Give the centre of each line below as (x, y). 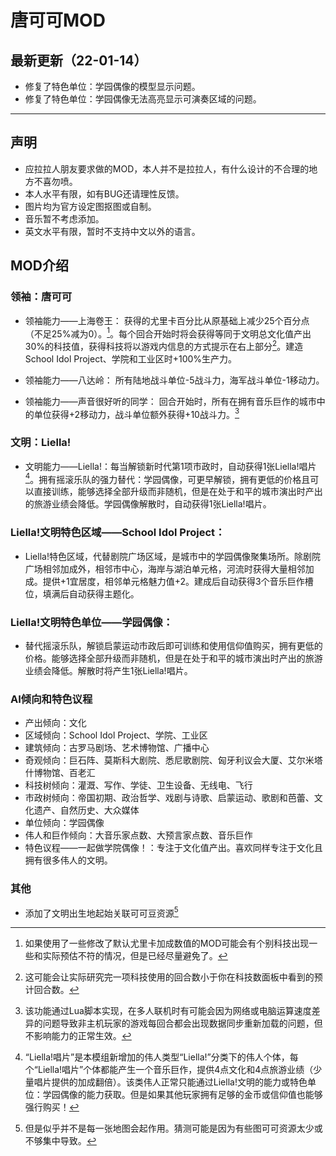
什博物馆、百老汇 (60, 773)
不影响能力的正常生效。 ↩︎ (78, 1036)
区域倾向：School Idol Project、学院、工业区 (116, 735)
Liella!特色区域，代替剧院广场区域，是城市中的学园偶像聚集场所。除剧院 (172, 556)
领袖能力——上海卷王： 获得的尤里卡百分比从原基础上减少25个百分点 (167, 320)
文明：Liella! (41, 443)
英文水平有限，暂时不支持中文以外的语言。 (112, 231)
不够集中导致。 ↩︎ (60, 1141)
